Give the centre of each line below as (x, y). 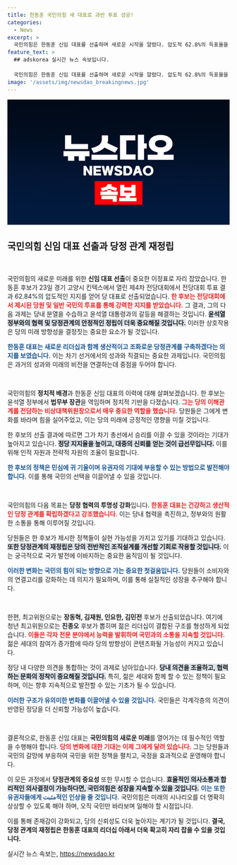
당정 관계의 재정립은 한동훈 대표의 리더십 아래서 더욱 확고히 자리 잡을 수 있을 (110, 830)
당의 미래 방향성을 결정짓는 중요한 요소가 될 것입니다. (87, 331)
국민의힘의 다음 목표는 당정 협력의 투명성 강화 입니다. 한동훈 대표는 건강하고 (109, 505)
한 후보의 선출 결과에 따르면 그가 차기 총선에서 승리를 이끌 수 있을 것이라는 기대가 (118, 435)
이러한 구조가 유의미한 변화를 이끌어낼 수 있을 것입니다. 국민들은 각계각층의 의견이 (119, 700)
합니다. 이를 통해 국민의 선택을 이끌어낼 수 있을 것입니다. (85, 476)
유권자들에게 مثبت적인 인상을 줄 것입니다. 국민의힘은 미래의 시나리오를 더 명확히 (116, 797)
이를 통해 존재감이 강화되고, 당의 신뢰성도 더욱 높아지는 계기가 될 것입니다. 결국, (116, 820)
